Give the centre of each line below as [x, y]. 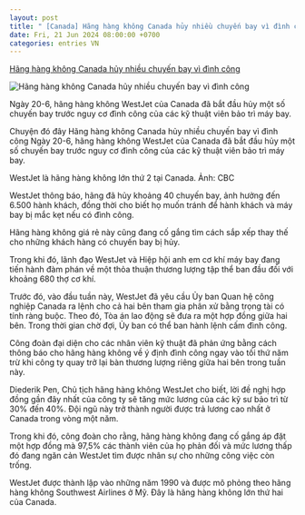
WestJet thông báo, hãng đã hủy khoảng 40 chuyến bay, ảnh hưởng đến [145, 195]
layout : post [34, 18]
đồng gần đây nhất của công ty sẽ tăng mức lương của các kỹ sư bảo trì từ [149, 400]
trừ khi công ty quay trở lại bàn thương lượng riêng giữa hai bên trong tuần [148, 362]
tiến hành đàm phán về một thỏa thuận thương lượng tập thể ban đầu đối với [151, 270]
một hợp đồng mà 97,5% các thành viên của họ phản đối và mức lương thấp [151, 446]
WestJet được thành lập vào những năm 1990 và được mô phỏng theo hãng [150, 483]
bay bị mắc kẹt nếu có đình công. [72, 215]
